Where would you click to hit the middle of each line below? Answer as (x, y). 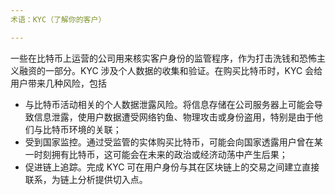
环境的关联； (95, 129)
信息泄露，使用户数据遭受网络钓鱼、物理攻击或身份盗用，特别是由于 (174, 117)
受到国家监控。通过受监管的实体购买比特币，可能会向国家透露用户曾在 (169, 142)
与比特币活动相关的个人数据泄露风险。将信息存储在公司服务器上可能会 (169, 104)
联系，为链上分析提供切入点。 (86, 179)
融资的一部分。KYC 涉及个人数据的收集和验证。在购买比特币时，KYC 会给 (170, 70)
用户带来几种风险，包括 (58, 83)
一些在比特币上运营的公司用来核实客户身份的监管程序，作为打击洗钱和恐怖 (163, 58)
